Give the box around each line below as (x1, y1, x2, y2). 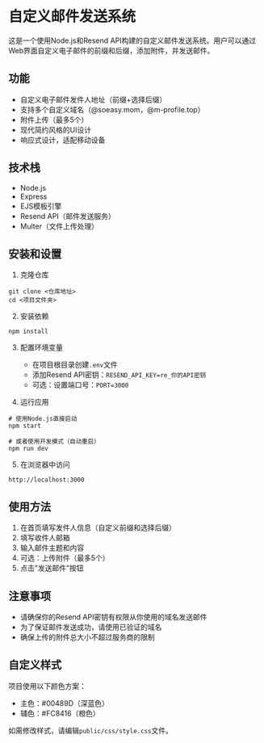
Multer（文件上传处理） (19, 221, 99, 231)
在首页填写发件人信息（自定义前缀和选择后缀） (19, 523, 176, 533)
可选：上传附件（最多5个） (19, 553, 111, 563)
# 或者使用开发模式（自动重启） (8, 438, 100, 446)
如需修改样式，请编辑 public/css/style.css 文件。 (8, 725, 174, 735)
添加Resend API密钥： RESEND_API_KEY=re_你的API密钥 (31, 370, 207, 380)
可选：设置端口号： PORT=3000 (31, 380, 129, 390)
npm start (8, 422, 42, 430)
